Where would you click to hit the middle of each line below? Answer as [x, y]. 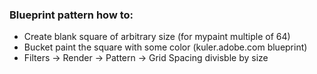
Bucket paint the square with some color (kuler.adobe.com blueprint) [165, 47]
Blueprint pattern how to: [71, 15]
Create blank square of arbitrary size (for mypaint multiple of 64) [157, 37]
